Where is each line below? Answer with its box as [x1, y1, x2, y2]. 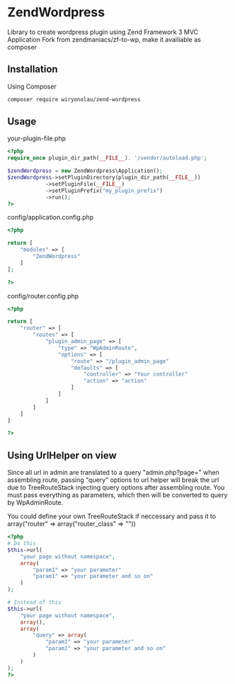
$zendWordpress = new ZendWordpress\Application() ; [7, 167, 163, 174]
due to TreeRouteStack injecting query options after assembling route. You [7, 483, 225, 492]
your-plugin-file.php [7, 134, 66, 142]
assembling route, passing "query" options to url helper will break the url [7, 476, 219, 484]
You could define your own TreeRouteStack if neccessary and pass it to [7, 512, 217, 521]
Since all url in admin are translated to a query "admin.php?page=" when [7, 469, 219, 477]
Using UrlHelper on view [7, 449, 117, 461]
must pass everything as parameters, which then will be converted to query [7, 490, 228, 500]
